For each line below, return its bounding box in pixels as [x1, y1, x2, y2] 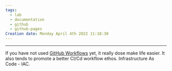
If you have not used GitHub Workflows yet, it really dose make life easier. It [5, 50, 165, 56]
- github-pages [10, 27, 42, 32]
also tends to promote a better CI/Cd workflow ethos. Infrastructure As [5, 56, 155, 61]
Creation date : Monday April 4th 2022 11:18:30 [5, 31, 109, 36]
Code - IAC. [5, 61, 30, 67]
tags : [5, 7, 17, 13]
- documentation [10, 17, 45, 22]
